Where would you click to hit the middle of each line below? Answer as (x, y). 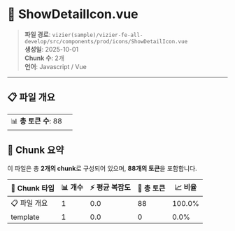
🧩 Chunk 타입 (33, 188)
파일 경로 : (37, 34)
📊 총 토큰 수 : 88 (37, 121)
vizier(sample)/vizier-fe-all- (98, 35)
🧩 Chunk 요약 (36, 150)
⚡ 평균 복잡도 (110, 187)
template (25, 217)
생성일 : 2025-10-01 (51, 49)
